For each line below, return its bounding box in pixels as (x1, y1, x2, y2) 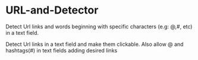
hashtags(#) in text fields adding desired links (5, 46, 118, 54)
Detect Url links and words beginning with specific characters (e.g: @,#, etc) (5, 23, 193, 30)
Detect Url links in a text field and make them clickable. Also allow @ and (5, 41, 184, 48)
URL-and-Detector (5, 4, 99, 17)
